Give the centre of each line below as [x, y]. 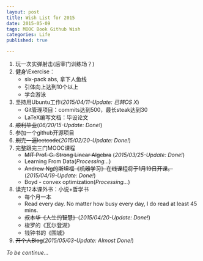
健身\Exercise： [35, 72]
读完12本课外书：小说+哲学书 [52, 189]
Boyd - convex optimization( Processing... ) [77, 182]
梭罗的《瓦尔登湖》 [49, 225]
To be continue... [28, 252]
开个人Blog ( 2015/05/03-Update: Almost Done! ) [75, 240]
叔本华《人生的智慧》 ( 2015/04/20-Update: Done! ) [87, 217]
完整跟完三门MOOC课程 [45, 148]
